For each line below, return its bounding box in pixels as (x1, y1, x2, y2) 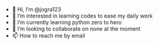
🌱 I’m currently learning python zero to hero (12, 19, 122, 26)
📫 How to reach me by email (12, 32, 85, 39)
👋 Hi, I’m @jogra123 (12, 6, 62, 13)
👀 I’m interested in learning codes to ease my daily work (12, 12, 153, 19)
